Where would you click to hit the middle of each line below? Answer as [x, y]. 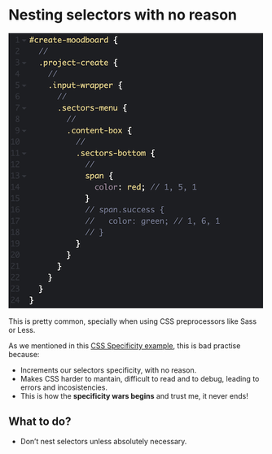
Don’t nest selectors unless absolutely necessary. [103, 441]
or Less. [22, 330]
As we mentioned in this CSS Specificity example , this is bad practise [125, 345]
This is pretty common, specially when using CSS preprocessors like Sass [133, 321]
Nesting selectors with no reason [123, 15]
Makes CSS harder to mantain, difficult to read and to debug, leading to [140, 378]
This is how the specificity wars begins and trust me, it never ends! [134, 395]
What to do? [40, 422]
